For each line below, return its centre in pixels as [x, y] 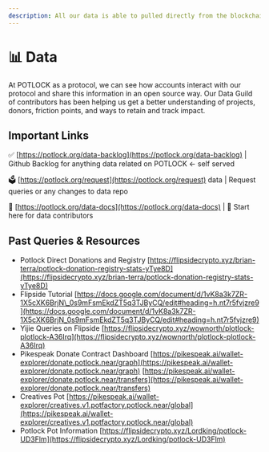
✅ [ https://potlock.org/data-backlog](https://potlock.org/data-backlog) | [128, 155]
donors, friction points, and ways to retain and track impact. [107, 110]
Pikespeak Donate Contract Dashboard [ [86, 354]
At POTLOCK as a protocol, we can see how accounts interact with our [125, 84]
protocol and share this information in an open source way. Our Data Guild [130, 93]
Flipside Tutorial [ [48, 295]
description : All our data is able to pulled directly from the [118, 16]
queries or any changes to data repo [68, 191]
